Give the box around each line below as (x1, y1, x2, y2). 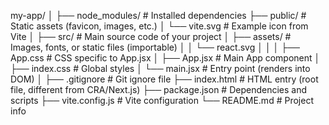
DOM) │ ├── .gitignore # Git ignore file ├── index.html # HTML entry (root (10, 73, 319, 85)
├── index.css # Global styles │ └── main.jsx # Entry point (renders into (10, 63, 311, 74)
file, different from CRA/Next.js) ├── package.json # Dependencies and (10, 84, 308, 95)
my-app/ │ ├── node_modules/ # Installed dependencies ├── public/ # (10, 10, 307, 21)
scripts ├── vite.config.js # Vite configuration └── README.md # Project (10, 95, 314, 106)
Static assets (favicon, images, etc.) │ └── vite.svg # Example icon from (10, 20, 309, 32)
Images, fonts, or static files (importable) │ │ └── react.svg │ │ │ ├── (10, 41, 301, 53)
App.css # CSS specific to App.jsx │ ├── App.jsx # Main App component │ (10, 52, 321, 64)
